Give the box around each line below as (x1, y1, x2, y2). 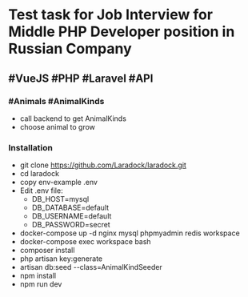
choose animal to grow (19, 122, 96, 131)
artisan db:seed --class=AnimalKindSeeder (19, 263, 162, 272)
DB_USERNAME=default (31, 211, 112, 221)
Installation (8, 142, 54, 153)
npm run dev (19, 279, 62, 289)
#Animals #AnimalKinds (8, 95, 105, 106)
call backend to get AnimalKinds (19, 114, 126, 123)
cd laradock (19, 169, 60, 179)
